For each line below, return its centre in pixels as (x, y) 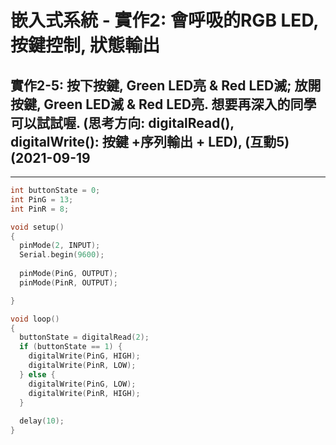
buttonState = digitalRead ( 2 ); (84, 337)
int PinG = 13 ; (42, 199)
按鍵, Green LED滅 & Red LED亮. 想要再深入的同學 (163, 104)
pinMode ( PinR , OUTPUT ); (68, 282)
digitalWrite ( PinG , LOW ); (82, 384)
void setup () (37, 227)
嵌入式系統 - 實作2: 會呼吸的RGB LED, (164, 20)
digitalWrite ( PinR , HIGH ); (84, 393)
